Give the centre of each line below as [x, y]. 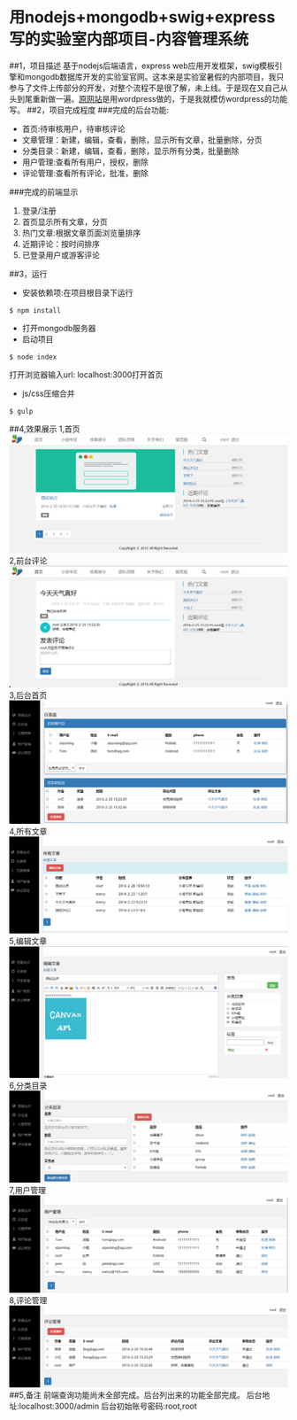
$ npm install [35, 310]
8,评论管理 [28, 1300]
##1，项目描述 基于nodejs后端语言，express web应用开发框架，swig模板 [142, 66]
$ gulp [21, 411]
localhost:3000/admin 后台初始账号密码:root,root [108, 1406]
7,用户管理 [28, 1190]
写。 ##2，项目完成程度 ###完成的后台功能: [89, 110]
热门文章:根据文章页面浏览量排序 [81, 233]
